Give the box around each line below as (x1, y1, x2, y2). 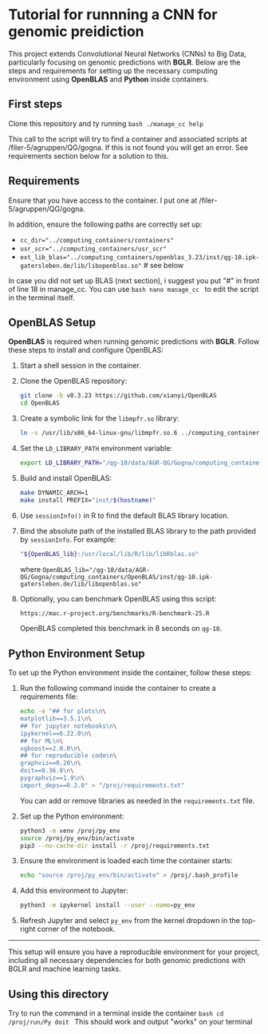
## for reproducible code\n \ (19, 752, 117, 760)
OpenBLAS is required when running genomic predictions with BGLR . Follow (8, 337, 260, 346)
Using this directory (8, 987, 109, 1000)
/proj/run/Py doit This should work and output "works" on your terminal (8, 1017, 253, 1026)
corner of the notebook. (37, 924, 116, 934)
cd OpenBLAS (19, 399, 60, 408)
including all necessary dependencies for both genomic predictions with (8, 956, 246, 965)
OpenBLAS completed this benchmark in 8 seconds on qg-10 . (19, 624, 222, 633)
